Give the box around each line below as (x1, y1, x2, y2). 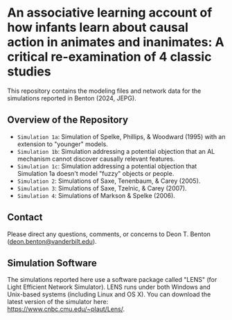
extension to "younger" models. (17, 140, 109, 148)
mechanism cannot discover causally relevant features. (17, 154, 175, 163)
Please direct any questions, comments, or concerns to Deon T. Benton (7, 230, 211, 238)
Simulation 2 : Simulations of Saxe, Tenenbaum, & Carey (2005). (17, 177, 201, 185)
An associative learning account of (7, 5, 213, 21)
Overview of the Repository (7, 114, 129, 126)
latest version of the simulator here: (7, 298, 109, 306)
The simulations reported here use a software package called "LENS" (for (7, 276, 217, 284)
